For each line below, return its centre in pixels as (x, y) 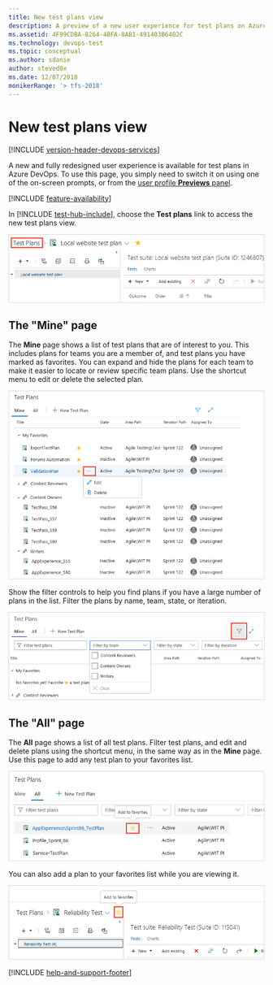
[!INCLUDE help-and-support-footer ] (70, 972)
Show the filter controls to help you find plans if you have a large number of (135, 592)
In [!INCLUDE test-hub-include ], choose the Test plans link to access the (131, 214)
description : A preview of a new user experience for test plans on (127, 26)
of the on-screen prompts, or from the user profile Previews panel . (121, 182)
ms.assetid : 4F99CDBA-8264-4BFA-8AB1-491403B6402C (96, 34)
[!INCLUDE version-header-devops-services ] (84, 150)
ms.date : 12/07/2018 (43, 77)
